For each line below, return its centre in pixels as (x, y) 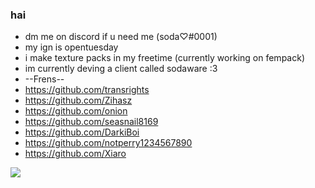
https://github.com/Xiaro (75, 154)
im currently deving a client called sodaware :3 (121, 69)
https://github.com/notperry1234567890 (108, 143)
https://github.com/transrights (87, 90)
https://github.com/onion (76, 111)
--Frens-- (44, 79)
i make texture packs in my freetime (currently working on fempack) (164, 58)
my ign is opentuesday (71, 47)
